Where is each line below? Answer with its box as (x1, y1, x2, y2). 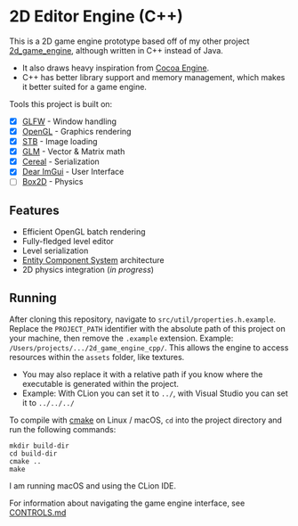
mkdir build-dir (9, 441, 69, 450)
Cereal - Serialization (21, 156, 100, 167)
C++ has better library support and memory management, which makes (21, 71, 286, 82)
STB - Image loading (21, 136, 98, 147)
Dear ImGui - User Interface (21, 167, 125, 177)
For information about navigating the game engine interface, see (9, 497, 246, 508)
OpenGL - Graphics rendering (21, 127, 132, 136)
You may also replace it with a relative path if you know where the (21, 369, 263, 380)
